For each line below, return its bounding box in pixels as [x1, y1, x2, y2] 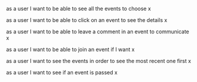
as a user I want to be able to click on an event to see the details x [6, 17, 167, 23]
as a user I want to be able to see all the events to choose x [6, 5, 151, 12]
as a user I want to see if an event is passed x [6, 69, 117, 76]
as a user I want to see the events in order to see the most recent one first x [6, 58, 192, 64]
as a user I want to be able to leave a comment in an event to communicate [6, 28, 190, 35]
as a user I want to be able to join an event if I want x [6, 46, 135, 53]
